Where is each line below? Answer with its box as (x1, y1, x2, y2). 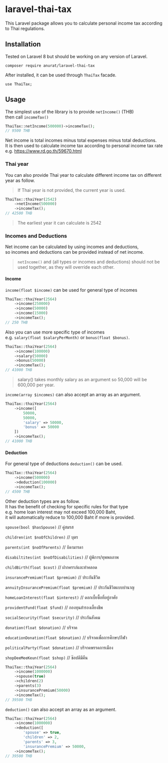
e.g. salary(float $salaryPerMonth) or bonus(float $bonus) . (5, 334, 130, 340)
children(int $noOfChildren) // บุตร (5, 534, 78, 540)
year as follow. (5, 177, 35, 183)
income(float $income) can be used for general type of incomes (5, 287, 137, 293)
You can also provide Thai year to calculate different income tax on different (5, 172, 161, 178)
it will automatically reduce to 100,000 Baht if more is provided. (5, 514, 135, 520)
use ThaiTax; (5, 81, 32, 86)
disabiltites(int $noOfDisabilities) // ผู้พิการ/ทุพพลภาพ (5, 554, 119, 560)
